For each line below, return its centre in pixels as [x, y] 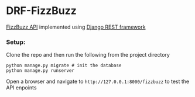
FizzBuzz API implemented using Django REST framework [76, 27]
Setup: [16, 42]
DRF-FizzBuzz [42, 11]
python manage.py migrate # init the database [64, 65]
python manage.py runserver [40, 71]
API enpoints [21, 88]
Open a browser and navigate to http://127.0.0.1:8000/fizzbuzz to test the [98, 82]
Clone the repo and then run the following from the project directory [88, 55]
